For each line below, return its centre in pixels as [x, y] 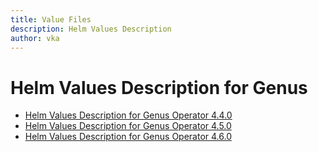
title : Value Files [51, 19]
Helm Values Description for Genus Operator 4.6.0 [128, 137]
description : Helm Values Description [91, 29]
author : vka [35, 38]
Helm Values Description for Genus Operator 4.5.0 [128, 126]
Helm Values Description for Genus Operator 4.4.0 [128, 115]
